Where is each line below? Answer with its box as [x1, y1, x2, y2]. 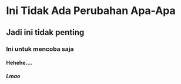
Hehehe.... [6, 60, 33, 66]
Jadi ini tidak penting [6, 27, 85, 37]
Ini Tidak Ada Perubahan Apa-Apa [6, 4, 176, 17]
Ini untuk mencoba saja [6, 45, 74, 53]
